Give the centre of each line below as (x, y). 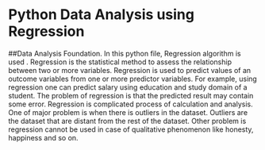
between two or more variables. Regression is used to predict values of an (130, 70)
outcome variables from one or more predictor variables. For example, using (133, 79)
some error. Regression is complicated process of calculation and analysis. (131, 104)
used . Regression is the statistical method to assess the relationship (120, 62)
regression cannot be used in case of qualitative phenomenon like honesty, (131, 129)
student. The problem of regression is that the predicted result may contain (131, 95)
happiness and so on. (43, 137)
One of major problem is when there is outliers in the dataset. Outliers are (128, 112)
